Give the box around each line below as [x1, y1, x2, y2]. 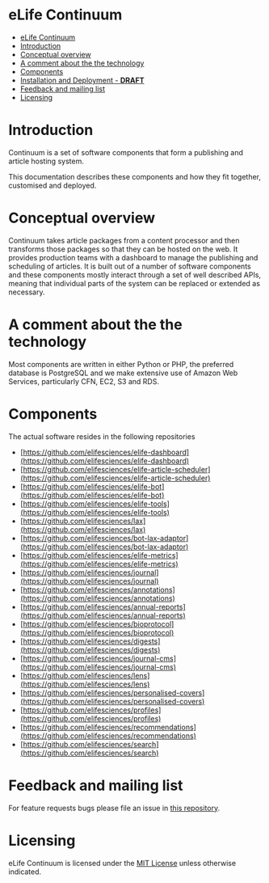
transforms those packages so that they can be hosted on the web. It [8, 244, 238, 254]
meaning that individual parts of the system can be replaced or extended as [8, 278, 261, 288]
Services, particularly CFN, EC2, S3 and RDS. [8, 376, 160, 386]
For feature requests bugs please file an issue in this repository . [8, 803, 221, 813]
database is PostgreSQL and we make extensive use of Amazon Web [8, 368, 238, 378]
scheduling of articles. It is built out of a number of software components [8, 261, 252, 271]
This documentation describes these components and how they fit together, [8, 171, 261, 181]
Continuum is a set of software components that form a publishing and [8, 147, 244, 157]
